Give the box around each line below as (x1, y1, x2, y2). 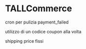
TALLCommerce (5, 3, 72, 14)
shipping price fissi (5, 38, 44, 44)
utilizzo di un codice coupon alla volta (5, 28, 82, 34)
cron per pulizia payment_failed (5, 19, 69, 25)
